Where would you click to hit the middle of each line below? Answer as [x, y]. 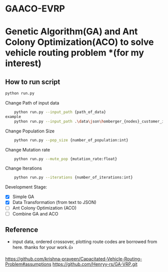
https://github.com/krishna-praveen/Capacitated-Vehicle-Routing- [74, 259]
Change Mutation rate [28, 149]
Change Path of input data [32, 103]
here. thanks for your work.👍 [43, 247]
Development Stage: [26, 187]
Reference [22, 230]
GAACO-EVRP [35, 9]
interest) [23, 63]
